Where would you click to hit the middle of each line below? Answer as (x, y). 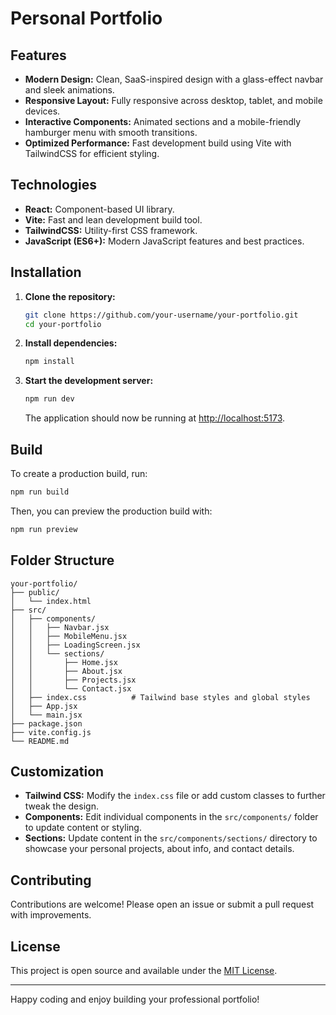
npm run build (40, 492)
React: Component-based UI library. (99, 209)
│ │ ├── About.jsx (66, 671)
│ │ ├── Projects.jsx (73, 680)
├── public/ (35, 592)
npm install (49, 362)
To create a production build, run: (79, 473)
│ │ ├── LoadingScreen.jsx (75, 645)
